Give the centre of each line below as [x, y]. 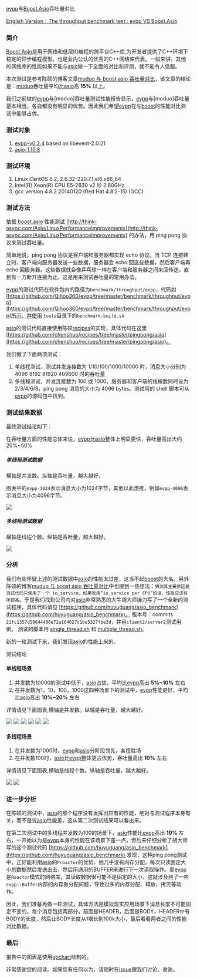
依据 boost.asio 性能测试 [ [37, 221]
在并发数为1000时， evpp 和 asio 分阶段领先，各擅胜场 [78, 751]
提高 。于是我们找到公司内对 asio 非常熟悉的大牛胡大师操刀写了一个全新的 [97, 599]
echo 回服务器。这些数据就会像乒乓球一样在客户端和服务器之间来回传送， [95, 270]
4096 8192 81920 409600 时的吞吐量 [60, 374]
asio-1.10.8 [27, 149]
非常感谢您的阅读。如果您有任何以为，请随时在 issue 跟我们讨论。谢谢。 [92, 969]
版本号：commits [152, 614]
